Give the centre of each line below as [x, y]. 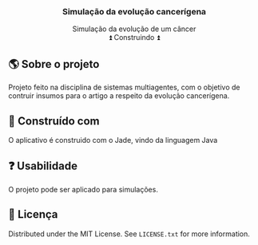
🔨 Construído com [54, 121]
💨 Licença [33, 214]
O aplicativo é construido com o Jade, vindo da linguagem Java [113, 140]
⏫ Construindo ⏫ [134, 38]
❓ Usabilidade [43, 166]
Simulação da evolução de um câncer [134, 29]
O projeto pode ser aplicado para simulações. [83, 189]
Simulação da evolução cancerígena [134, 11]
